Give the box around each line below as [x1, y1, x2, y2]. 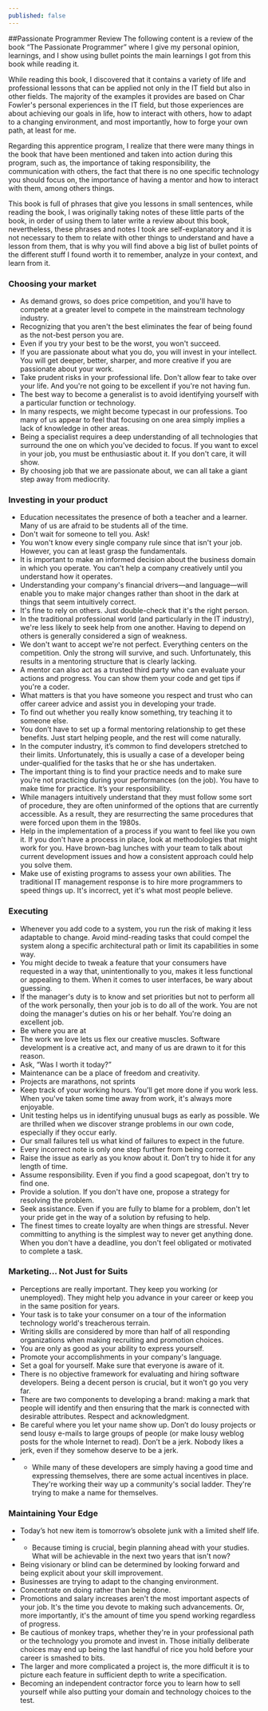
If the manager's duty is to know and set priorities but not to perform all [19, 992, 255, 1001]
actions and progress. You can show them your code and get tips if [19, 674, 241, 683]
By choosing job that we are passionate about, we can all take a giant [19, 465, 248, 475]
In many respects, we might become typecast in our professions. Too [19, 406, 248, 416]
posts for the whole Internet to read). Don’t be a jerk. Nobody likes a [19, 1436, 244, 1446]
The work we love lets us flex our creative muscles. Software [19, 1034, 221, 1044]
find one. [19, 1178, 50, 1188]
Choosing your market [8, 278, 97, 289]
